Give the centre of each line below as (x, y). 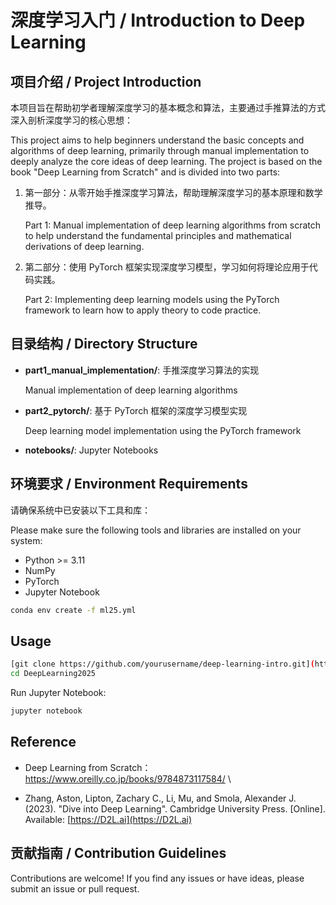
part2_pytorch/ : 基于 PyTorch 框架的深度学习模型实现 (136, 410)
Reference (43, 742)
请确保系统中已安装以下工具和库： (80, 510)
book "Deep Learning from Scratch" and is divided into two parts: (145, 172)
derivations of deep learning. (84, 246)
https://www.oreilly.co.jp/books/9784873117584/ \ (128, 778)
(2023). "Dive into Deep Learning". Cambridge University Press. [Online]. (175, 808)
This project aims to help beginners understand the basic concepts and (157, 140)
